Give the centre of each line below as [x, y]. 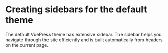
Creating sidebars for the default [76, 9]
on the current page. [27, 45]
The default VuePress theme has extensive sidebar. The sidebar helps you [83, 34]
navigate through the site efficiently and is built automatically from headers [84, 40]
